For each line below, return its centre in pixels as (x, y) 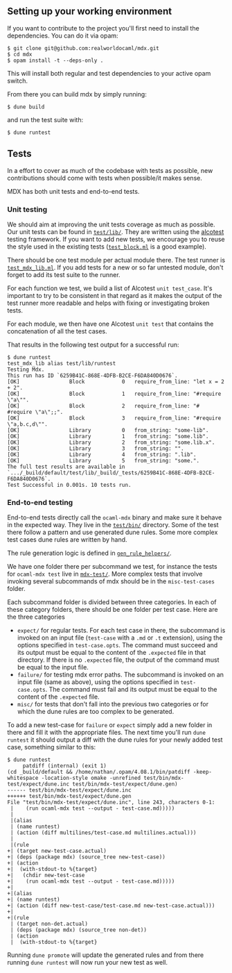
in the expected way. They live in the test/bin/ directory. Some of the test (113, 525)
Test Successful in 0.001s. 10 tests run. (69, 485)
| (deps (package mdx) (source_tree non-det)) (79, 930)
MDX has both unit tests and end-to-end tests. (73, 191)
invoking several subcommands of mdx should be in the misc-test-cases (111, 581)
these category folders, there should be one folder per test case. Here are (113, 610)
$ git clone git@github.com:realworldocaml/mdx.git (83, 48)
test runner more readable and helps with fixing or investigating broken (108, 303)
